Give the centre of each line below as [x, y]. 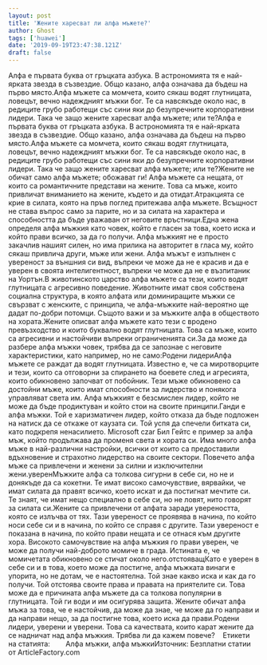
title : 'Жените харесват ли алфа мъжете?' [80, 23]
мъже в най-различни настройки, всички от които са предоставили [124, 449]
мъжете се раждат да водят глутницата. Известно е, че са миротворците [133, 364]
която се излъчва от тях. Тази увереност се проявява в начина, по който [132, 517]
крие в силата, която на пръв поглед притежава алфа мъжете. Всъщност [133, 203]
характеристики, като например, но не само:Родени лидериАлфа [120, 355]
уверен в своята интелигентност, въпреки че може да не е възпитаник [130, 271]
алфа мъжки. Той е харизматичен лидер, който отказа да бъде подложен [133, 415]
